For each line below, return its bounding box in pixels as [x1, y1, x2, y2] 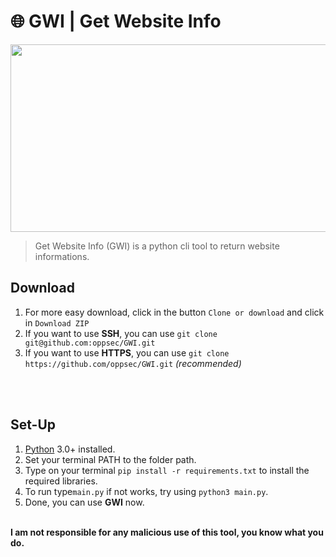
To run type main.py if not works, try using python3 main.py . [24, 485, 269, 497]
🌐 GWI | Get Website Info [10, 10, 222, 33]
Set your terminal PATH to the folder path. [24, 453, 197, 465]
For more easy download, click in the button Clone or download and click [24, 306, 325, 318]
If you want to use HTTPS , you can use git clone [24, 346, 230, 359]
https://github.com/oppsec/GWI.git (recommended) [24, 357, 242, 369]
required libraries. [24, 475, 98, 487]
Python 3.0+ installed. [24, 443, 116, 455]
